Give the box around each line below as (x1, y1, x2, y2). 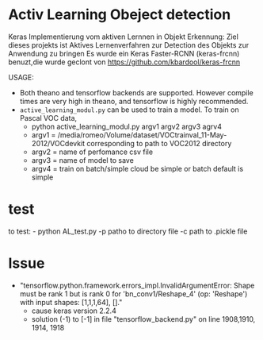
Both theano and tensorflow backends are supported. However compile (19, 87, 253, 97)
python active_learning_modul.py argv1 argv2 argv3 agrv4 (31, 122, 222, 131)
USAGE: (8, 72, 34, 82)
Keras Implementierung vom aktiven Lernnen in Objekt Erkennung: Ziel (8, 32, 239, 41)
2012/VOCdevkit (31, 138, 86, 148)
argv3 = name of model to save (31, 155, 135, 164)
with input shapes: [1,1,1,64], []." (19, 297, 123, 307)
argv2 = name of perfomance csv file (31, 147, 153, 156)
